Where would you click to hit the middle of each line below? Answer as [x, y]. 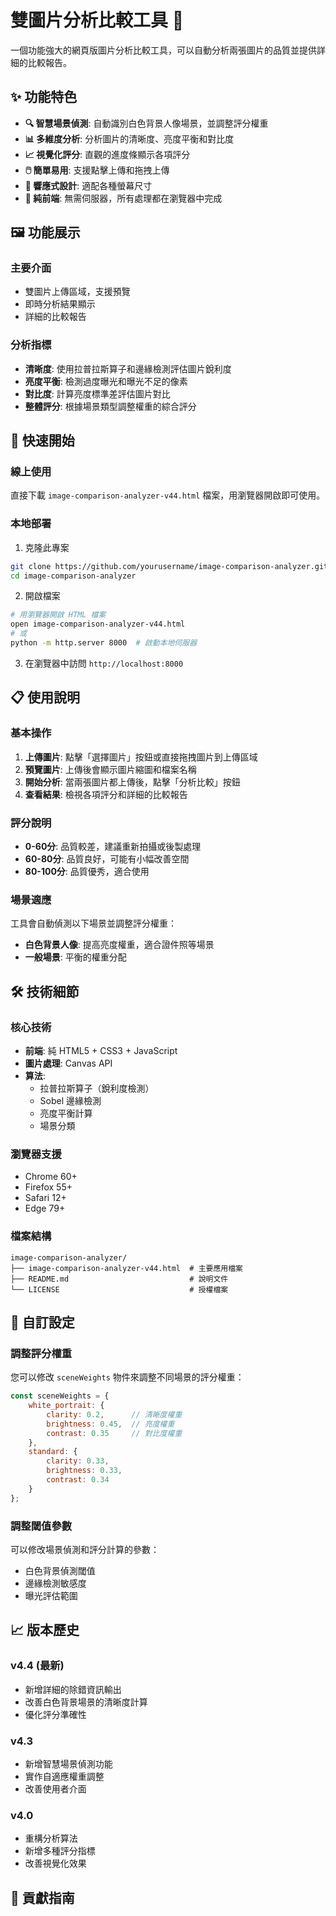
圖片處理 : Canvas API [68, 1063]
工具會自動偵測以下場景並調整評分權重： [93, 923]
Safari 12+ [45, 1198]
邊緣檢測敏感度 [55, 1583]
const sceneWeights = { [60, 1396]
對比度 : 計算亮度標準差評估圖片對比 [97, 393]
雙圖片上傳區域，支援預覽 [77, 292]
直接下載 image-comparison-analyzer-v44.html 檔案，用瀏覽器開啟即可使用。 [168, 495]
